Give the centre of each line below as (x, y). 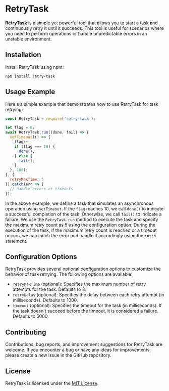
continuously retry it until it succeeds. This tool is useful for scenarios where (84, 28)
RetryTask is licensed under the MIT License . (52, 383)
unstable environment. (29, 39)
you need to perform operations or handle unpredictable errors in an (76, 33)
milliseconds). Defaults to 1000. (45, 300)
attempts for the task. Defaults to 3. (49, 289)
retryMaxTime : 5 (27, 180)
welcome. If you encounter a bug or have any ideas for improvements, (78, 350)
